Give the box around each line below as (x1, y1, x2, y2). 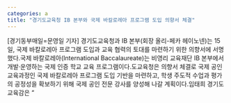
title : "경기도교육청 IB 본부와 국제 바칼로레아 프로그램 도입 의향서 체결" (7, 17, 196, 24)
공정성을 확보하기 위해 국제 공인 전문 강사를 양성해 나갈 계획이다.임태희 (14, 79, 206, 88)
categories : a (7, 10, 49, 17)
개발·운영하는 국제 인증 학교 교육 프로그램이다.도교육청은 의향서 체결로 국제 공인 (7, 62, 223, 71)
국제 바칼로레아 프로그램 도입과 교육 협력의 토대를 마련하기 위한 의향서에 (16, 45, 212, 53)
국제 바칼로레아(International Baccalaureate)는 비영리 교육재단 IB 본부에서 (19, 53, 224, 62)
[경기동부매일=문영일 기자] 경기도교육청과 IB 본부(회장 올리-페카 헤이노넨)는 (7, 36, 213, 45)
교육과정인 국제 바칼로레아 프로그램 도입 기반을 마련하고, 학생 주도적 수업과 (7, 71, 210, 79)
